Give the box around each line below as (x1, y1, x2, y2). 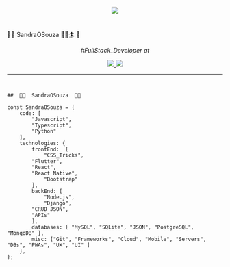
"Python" (31, 128, 57, 135)
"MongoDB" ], (7, 230, 44, 237)
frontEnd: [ (31, 146, 69, 153)
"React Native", (31, 170, 78, 177)
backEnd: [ (31, 188, 63, 195)
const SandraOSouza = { (7, 104, 75, 111)
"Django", (43, 200, 72, 207)
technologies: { (19, 140, 66, 147)
